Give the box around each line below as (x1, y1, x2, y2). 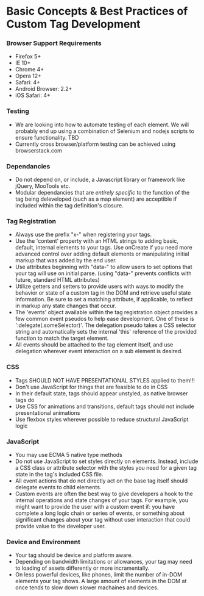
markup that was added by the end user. (15, 257, 117, 264)
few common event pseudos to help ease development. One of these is (15, 315, 194, 323)
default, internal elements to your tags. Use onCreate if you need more (15, 244, 193, 251)
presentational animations (15, 409, 80, 416)
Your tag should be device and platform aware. (15, 551, 133, 559)
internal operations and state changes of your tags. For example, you (15, 496, 189, 504)
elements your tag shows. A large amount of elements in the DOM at (15, 578, 187, 585)
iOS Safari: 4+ (15, 92, 51, 99)
